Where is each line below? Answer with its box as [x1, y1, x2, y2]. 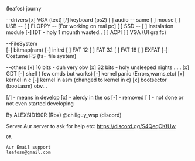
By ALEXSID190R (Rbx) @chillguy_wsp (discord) [6, 111, 122, 118]
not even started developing [6, 100, 74, 107]
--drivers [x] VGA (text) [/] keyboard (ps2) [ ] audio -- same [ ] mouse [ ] [6, 16, 180, 23]
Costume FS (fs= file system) [6, 53, 77, 59]
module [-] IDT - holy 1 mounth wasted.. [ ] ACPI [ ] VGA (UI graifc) [6, 29, 167, 36]
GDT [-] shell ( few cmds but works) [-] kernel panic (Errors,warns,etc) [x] [6, 70, 184, 77]
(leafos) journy [6, 5, 42, 12]
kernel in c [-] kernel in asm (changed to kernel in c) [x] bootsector [6, 76, 167, 83]
